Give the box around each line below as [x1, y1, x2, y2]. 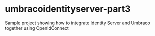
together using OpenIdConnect [5, 25, 69, 31]
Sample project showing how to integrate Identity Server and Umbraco [5, 20, 151, 26]
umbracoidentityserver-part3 [5, 3, 131, 15]
